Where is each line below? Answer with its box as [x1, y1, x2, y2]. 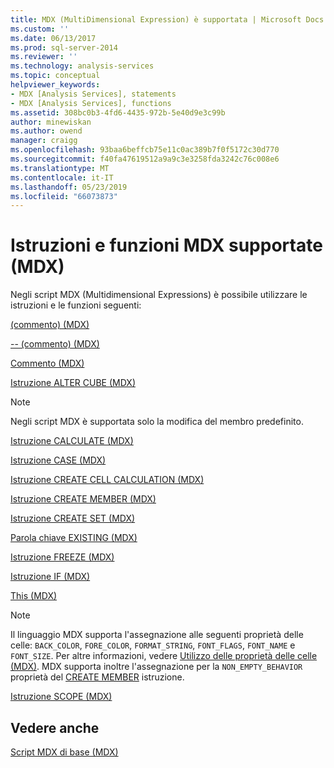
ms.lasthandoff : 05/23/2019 [10, 182, 128, 192]
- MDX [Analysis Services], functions [10, 98, 172, 108]
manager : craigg [10, 136, 78, 146]
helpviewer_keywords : [10, 80, 101, 90]
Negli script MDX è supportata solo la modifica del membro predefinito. [10, 416, 304, 428]
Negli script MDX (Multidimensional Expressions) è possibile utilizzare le [10, 289, 308, 301]
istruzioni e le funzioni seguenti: [10, 299, 142, 311]
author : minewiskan [10, 117, 92, 127]
